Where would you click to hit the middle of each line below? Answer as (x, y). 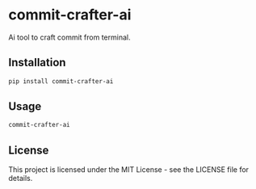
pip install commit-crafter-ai (61, 81)
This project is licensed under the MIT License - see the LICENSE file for (128, 170)
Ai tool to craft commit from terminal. (69, 37)
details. (21, 178)
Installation (37, 63)
